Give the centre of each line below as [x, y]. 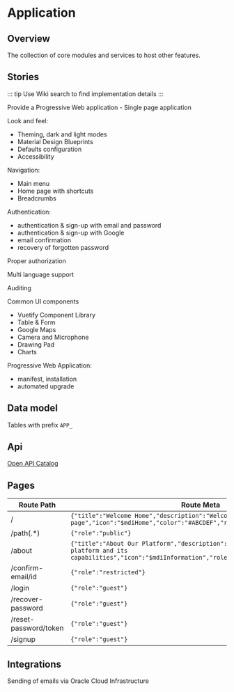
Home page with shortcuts [55, 191]
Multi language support [41, 274]
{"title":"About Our [104, 544]
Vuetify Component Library [56, 315]
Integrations [34, 664]
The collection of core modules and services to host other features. [104, 55]
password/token [37, 628]
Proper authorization [37, 261]
